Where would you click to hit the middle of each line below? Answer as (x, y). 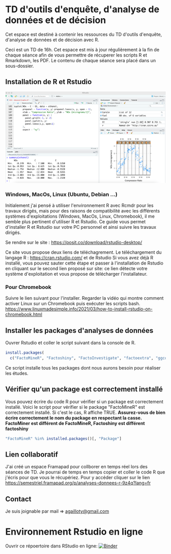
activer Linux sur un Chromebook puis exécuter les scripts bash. (73, 304)
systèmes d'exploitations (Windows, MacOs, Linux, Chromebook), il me (80, 216)
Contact (18, 499)
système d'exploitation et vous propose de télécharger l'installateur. (76, 274)
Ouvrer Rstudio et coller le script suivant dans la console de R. (70, 343)
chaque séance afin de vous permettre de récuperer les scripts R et (76, 55)
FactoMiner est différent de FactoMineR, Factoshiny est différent (75, 423)
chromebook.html (24, 314)
